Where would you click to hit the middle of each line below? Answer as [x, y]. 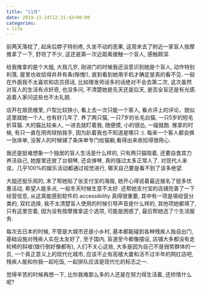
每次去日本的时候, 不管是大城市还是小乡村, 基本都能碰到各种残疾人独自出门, [100, 232]
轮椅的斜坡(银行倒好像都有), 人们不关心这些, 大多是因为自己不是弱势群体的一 [101, 247]
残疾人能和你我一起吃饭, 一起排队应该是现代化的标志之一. [77, 262]
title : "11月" [24, 12]
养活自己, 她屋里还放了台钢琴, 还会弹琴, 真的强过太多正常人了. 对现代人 [94, 161]
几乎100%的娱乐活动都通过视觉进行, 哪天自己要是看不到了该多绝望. [100, 168]
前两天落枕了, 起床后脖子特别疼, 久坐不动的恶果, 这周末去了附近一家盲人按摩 [100, 46]
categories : [21, 23]
